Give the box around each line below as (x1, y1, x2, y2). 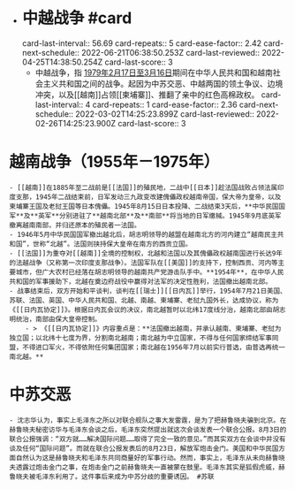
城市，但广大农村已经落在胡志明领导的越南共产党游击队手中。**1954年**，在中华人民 (15, 267, 284, 277)
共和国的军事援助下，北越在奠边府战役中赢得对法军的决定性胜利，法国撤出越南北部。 (9, 277, 272, 286)
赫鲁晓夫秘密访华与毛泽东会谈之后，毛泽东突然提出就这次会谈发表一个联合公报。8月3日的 (9, 425, 287, 434)
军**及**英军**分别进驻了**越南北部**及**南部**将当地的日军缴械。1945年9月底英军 (9, 211, 282, 220)
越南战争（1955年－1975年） (9, 152, 220, 172)
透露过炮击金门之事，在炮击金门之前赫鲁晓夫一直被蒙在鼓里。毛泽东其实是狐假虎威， (15, 462, 279, 471)
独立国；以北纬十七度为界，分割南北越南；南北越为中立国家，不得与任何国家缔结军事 (9, 333, 272, 342)
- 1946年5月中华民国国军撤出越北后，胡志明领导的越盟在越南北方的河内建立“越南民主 (9, 230, 278, 239)
